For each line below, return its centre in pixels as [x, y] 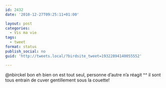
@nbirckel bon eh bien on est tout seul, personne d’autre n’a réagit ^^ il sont [83, 74]
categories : [17, 28]
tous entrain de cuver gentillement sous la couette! [57, 80]
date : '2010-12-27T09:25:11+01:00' [42, 14]
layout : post [19, 23]
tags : [11, 37]
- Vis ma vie [23, 33]
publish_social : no [25, 51]
